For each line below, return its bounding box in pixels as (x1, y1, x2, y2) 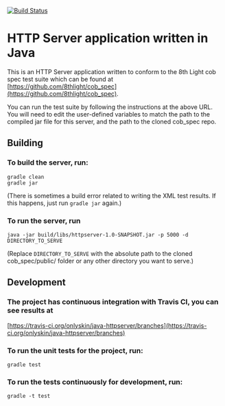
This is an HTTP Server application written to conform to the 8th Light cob (7, 67, 216, 75)
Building (7, 137, 43, 149)
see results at (7, 306, 54, 315)
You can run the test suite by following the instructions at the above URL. (7, 103, 213, 111)
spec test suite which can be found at (7, 75, 114, 83)
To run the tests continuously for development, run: (7, 377, 183, 387)
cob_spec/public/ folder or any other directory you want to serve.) (7, 256, 194, 265)
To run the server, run (7, 216, 81, 226)
